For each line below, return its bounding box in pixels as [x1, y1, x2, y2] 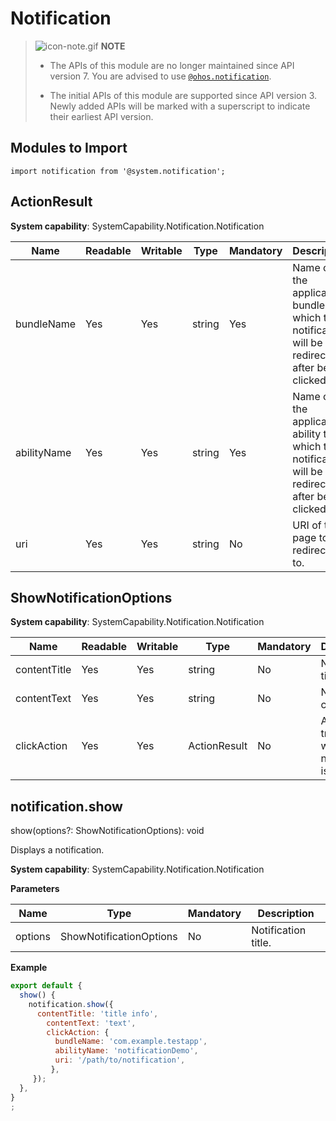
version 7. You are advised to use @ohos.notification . [49, 70, 272, 82]
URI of [292, 518, 322, 532]
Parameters [10, 883, 60, 895]
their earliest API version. [49, 110, 154, 122]
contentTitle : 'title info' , [36, 1008, 159, 1019]
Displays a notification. [10, 844, 105, 856]
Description [257, 907, 315, 921]
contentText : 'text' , [46, 1018, 137, 1028]
